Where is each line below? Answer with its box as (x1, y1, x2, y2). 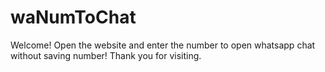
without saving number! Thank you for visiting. (10, 49, 202, 61)
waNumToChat (10, 6, 137, 29)
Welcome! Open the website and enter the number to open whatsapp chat (10, 39, 316, 51)
